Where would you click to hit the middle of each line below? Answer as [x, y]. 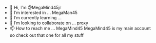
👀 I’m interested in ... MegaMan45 [44, 13]
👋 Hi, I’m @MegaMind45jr [35, 7]
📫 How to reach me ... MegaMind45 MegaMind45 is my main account [80, 28]
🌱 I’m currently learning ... [36, 18]
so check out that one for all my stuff [47, 35]
